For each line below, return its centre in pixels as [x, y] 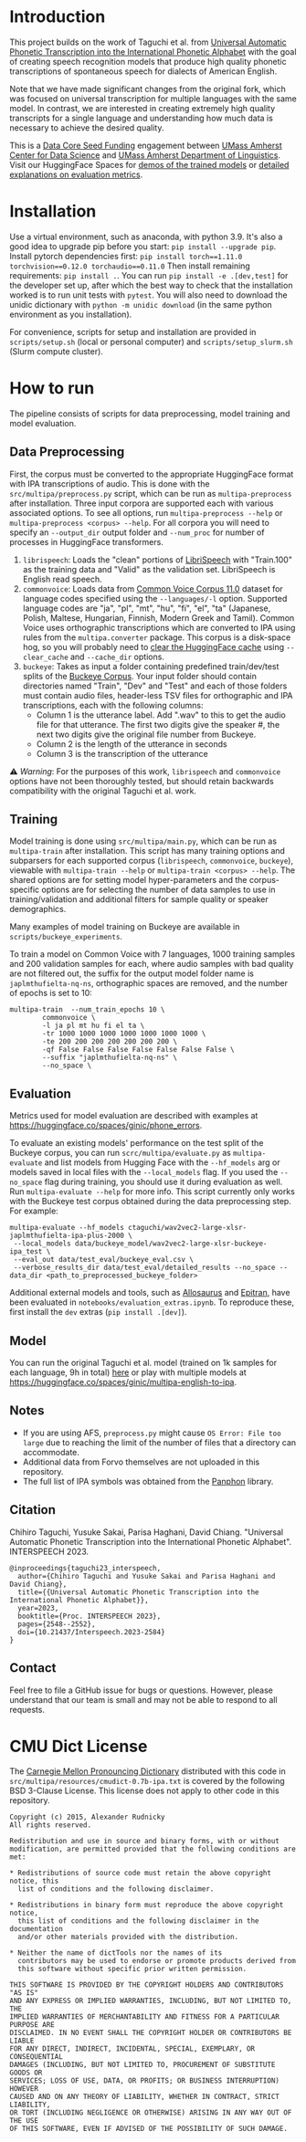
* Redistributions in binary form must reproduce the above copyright [147, 1906]
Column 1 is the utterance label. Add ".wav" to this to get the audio [161, 715]
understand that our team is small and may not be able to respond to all [143, 1699]
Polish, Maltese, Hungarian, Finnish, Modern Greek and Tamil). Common [158, 617]
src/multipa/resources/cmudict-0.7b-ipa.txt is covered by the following [147, 1781]
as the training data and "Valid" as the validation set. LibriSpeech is [149, 569]
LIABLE [22, 2041]
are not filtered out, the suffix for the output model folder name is [132, 973]
